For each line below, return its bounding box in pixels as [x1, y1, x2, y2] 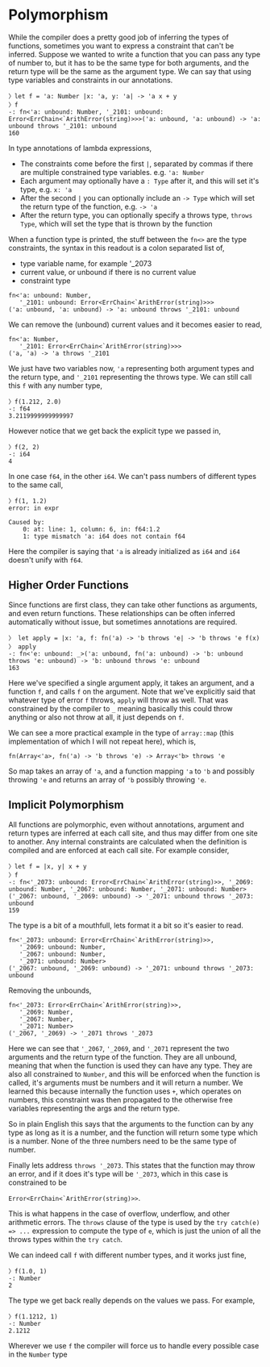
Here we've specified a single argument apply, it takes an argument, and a [8, 677, 255, 687]
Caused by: [8, 518, 45, 526]
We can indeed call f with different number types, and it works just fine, [8, 1250, 247, 1260]
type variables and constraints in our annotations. [8, 75, 173, 85]
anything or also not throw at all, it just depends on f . [8, 712, 185, 722]
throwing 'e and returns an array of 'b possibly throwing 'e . [8, 774, 207, 784]
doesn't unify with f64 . [8, 555, 83, 565]
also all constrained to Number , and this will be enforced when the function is [8, 1069, 260, 1078]
